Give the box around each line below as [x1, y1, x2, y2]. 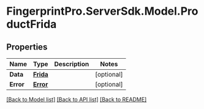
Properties [6, 42, 48, 52]
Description [54, 60, 89, 68]
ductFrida [6, 17, 57, 31]
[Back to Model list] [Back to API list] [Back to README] [6, 96, 147, 103]
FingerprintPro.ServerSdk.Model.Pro [6, 4, 198, 18]
